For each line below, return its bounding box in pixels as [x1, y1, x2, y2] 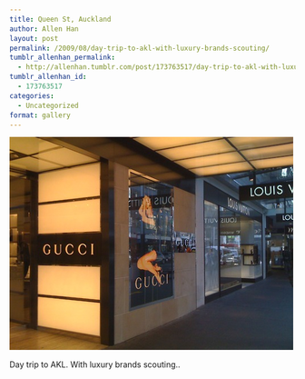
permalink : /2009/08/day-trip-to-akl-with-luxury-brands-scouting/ [9, 44, 271, 53]
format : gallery [9, 110, 71, 120]
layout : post [9, 34, 59, 43]
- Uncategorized [17, 101, 79, 110]
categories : [9, 91, 54, 100]
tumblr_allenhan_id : [9, 73, 88, 82]
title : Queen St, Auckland [9, 15, 112, 24]
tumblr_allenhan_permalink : [9, 53, 116, 63]
